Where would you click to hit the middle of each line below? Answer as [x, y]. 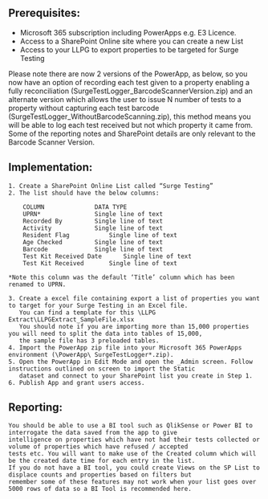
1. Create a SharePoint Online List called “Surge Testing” [111, 186]
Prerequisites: [44, 13]
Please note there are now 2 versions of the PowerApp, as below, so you [128, 74]
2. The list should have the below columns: [84, 193]
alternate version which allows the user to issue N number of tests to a [125, 99]
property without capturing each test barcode [84, 108]
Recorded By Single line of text [93, 221]
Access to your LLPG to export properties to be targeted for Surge [129, 49]
